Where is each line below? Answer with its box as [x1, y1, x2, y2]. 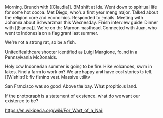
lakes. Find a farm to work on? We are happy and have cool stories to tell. [5, 69, 153, 75]
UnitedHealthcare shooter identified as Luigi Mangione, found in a [5, 49, 138, 55]
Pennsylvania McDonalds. [5, 54, 58, 60]
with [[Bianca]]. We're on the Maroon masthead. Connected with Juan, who [5, 25, 157, 31]
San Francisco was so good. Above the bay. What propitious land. [5, 83, 138, 89]
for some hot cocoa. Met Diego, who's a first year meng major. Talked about [5, 9, 158, 15]
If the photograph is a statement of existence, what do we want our [5, 93, 140, 98]
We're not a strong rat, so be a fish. [5, 39, 76, 45]
